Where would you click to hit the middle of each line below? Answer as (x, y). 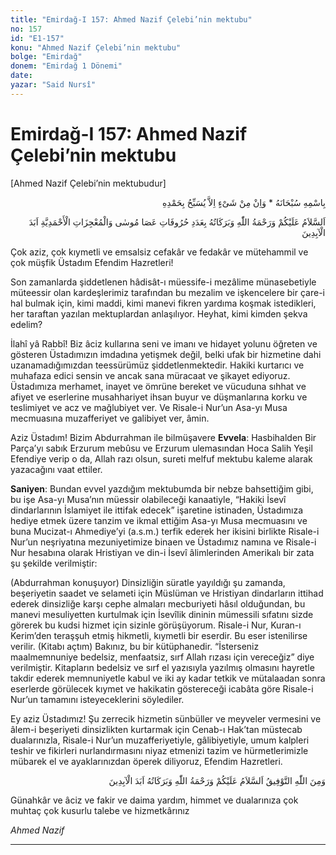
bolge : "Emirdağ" (46, 57)
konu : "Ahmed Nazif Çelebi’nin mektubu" (96, 47)
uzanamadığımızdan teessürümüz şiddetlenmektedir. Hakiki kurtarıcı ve (157, 365)
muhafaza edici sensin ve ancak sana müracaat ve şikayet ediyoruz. (150, 375)
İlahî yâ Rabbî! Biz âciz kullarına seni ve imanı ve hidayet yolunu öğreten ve (164, 343)
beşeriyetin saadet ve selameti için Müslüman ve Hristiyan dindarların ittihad (167, 593)
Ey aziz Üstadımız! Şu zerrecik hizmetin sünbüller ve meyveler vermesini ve (166, 718)
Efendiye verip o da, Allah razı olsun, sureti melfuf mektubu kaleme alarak (161, 458)
